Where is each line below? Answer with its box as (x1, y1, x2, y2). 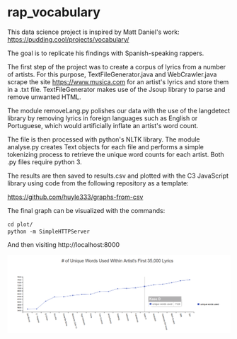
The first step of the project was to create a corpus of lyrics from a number (7, 62, 226, 71)
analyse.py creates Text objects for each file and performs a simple (7, 142, 204, 151)
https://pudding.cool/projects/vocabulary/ (7, 35, 129, 43)
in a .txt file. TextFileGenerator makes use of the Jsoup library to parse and (7, 85, 226, 93)
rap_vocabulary (7, 4, 101, 21)
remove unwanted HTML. (7, 93, 81, 101)
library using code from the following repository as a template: (7, 178, 189, 188)
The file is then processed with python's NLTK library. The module (7, 135, 200, 144)
